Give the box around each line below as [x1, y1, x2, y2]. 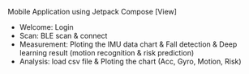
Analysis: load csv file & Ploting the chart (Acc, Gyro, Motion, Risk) [19, 56, 242, 66]
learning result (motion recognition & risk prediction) [19, 48, 195, 57]
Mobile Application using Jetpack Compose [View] [7, 7, 178, 16]
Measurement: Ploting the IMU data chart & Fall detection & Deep [19, 39, 238, 49]
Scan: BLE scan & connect [19, 31, 108, 40]
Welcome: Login [19, 23, 74, 31]
